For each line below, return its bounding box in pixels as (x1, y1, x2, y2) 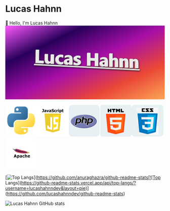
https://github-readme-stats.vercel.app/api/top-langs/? (21, 179, 137, 186)
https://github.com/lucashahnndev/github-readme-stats (7, 190, 124, 196)
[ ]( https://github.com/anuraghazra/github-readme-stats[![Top (5, 174, 161, 180)
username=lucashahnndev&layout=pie (5, 185, 86, 191)
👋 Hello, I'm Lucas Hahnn (5, 20, 58, 26)
